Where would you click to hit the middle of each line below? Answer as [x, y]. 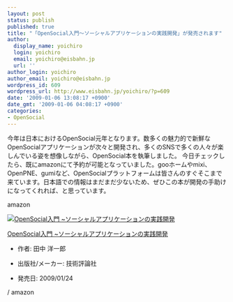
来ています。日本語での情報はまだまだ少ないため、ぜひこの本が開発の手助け [117, 181]
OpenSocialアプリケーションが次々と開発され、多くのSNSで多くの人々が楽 [116, 146]
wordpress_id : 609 [34, 85]
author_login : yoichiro [42, 72]
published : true [31, 27]
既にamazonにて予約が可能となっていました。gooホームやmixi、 [118, 164]
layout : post [26, 14]
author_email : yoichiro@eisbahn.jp [59, 78]
